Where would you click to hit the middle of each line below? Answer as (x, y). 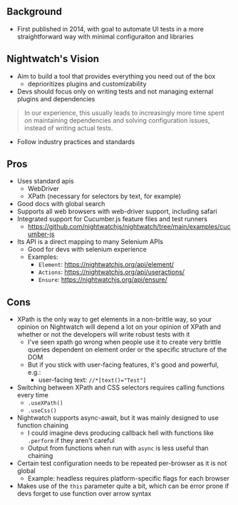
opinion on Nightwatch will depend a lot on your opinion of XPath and (119, 327)
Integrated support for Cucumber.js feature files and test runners (112, 219)
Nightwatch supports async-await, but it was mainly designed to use (118, 418)
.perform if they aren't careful (71, 441)
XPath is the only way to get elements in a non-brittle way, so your (114, 320)
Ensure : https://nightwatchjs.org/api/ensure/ (103, 280)
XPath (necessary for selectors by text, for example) (104, 196)
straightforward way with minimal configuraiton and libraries (105, 36)
